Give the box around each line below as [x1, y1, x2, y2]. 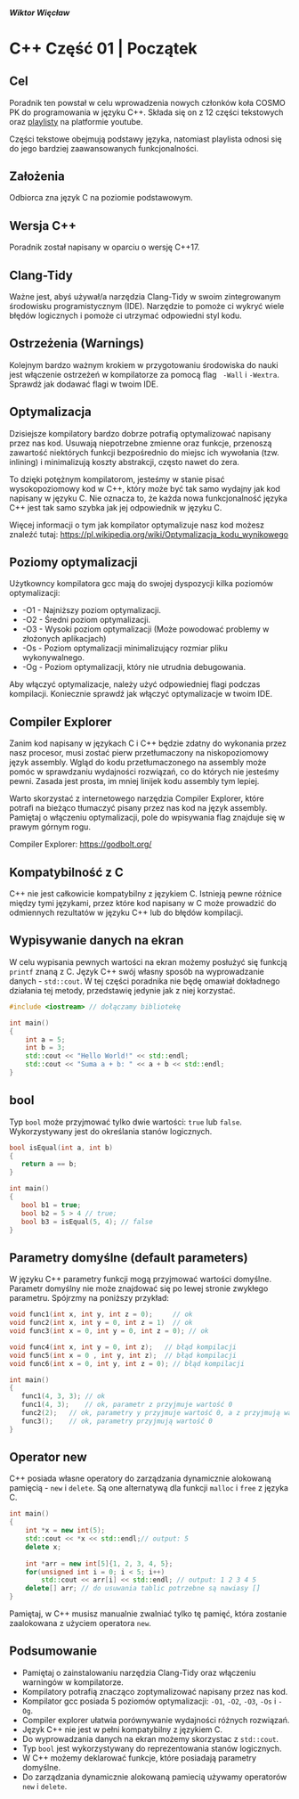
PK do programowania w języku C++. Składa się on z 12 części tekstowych [9, 107, 284, 118]
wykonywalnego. [21, 652, 85, 663]
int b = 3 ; [25, 1043, 66, 1052]
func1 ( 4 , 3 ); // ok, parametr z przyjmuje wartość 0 [20, 1400, 233, 1410]
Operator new [9, 1450, 87, 1465]
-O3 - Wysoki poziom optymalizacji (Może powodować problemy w [21, 624, 270, 634]
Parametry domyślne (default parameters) [9, 1250, 248, 1265]
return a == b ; [20, 1159, 77, 1169]
